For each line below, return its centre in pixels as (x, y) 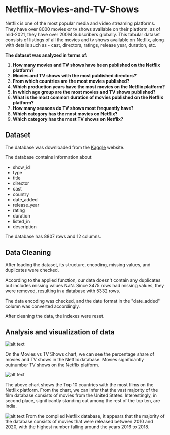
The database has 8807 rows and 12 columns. (53, 236)
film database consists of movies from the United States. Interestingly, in (81, 395)
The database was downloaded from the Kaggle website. (65, 147)
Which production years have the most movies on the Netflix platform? (89, 86)
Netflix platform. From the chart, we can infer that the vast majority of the (82, 390)
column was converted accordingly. (43, 306)
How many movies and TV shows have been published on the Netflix (86, 65)
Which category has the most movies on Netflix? (65, 114)
